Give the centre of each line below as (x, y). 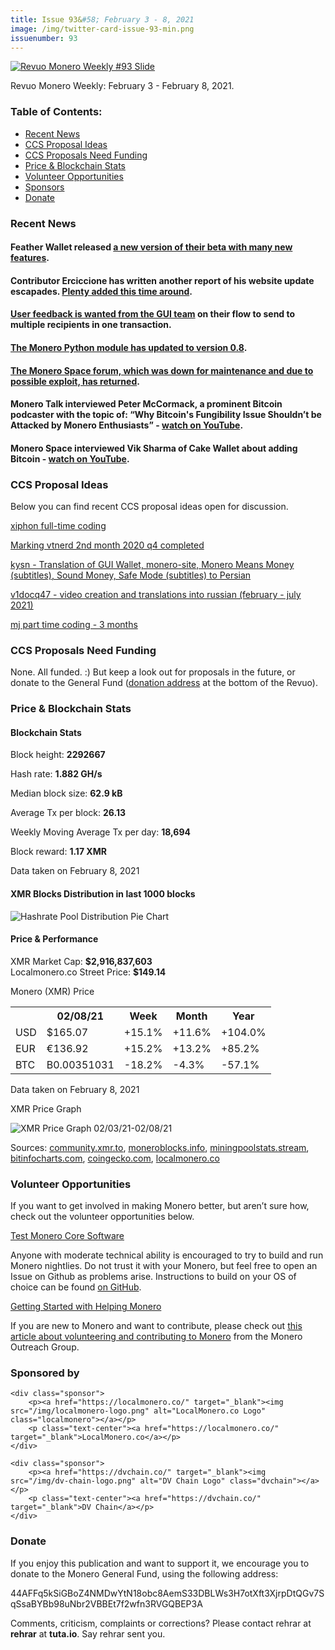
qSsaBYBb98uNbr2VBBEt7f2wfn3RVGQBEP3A (106, 1603)
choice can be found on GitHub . (76, 1287)
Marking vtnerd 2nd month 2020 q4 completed (107, 545)
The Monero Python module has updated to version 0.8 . (129, 347)
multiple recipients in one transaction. (91, 325)
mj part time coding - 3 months (74, 625)
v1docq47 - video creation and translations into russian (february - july (156, 595)
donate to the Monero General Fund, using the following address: (144, 1573)
